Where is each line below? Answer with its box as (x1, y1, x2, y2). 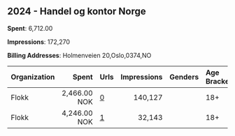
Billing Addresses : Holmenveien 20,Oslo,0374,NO (7, 51, 152, 59)
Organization (10, 72, 55, 82)
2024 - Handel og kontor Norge (7, 6, 146, 17)
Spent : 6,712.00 (7, 24, 53, 32)
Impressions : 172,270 (7, 38, 71, 46)
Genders (169, 72, 199, 82)
